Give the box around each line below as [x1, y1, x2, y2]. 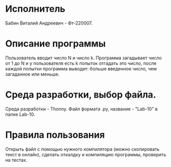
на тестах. [5, 157, 28, 163]
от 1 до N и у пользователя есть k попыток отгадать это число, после [5, 60, 157, 66]
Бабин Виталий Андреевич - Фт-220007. [5, 20, 93, 26]
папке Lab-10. [5, 111, 35, 117]
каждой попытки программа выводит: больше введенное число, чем [5, 65, 157, 71]
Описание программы [5, 38, 106, 50]
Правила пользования [5, 129, 105, 140]
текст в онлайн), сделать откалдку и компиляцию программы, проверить [5, 151, 166, 157]
